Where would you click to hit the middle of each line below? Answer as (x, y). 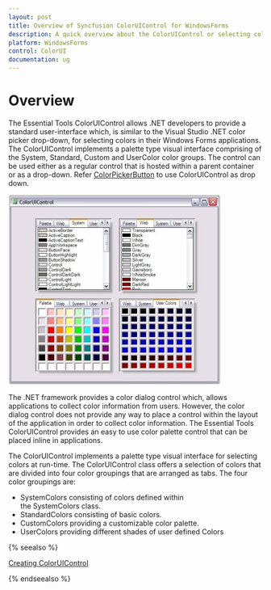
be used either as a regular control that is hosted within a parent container (131, 166)
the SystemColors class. (60, 506)
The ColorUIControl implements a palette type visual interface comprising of (135, 149)
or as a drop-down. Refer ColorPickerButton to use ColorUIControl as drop (132, 175)
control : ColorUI (38, 51)
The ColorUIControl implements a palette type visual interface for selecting (133, 456)
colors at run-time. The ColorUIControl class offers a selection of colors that (135, 464)
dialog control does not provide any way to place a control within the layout (133, 414)
